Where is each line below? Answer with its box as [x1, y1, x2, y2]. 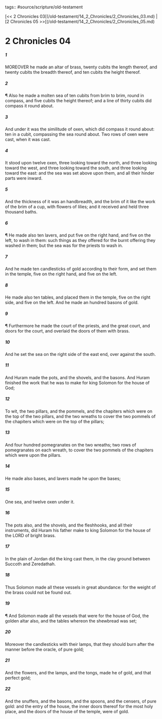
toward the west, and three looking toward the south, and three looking [5, 165, 147, 171]
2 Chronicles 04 [5, 36, 71, 47]
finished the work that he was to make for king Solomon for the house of [5, 380, 150, 385]
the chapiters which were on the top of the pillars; [5, 418, 104, 424]
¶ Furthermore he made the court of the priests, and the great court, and [5, 322, 150, 329]
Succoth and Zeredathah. [5, 561, 56, 567]
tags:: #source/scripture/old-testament [5, 4, 83, 10]
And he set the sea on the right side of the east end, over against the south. [5, 351, 156, 357]
